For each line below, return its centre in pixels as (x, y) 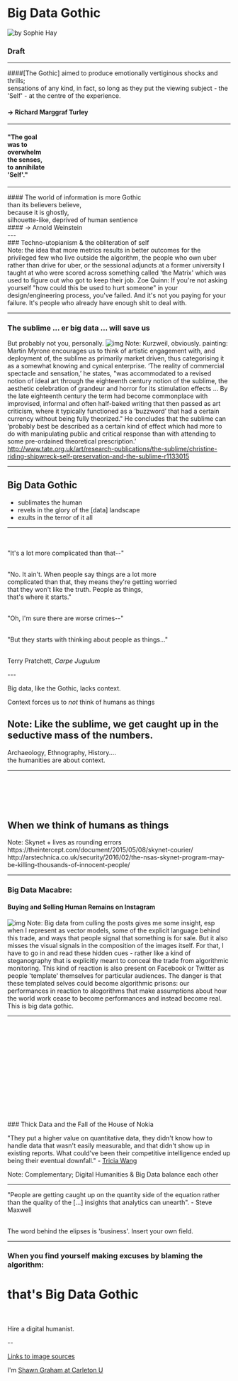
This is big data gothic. (41, 1006)
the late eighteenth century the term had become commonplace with (108, 396)
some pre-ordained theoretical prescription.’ (72, 441)
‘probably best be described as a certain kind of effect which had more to (115, 426)
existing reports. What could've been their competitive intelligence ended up (119, 1153)
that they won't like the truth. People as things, (75, 589)
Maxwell (19, 1210)
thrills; (17, 81)
